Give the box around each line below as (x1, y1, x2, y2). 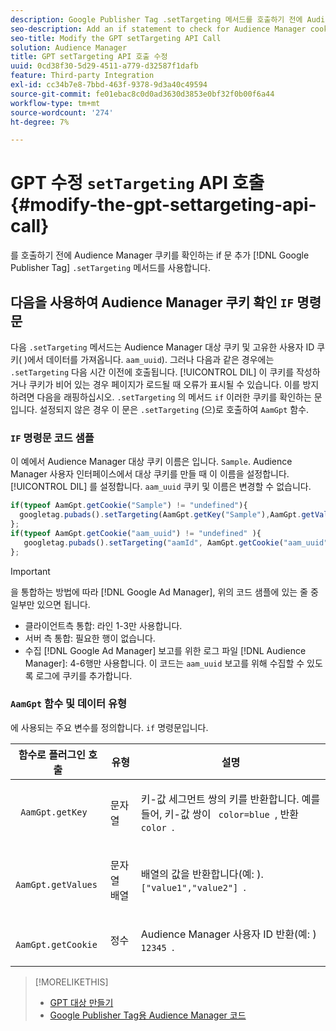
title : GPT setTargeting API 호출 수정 (10, 52, 168, 62)
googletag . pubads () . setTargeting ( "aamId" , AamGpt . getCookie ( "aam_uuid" (23, 537, 329, 548)
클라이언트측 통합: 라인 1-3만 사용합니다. (24, 619, 183, 631)
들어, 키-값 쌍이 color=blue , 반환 (140, 807, 299, 821)
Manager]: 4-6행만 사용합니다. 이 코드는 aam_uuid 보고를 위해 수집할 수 (24, 657, 305, 669)
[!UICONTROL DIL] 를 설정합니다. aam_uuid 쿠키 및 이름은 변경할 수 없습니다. (10, 481, 312, 493)
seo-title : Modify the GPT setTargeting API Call (10, 33, 222, 43)
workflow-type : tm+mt (10, 98, 101, 108)
